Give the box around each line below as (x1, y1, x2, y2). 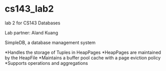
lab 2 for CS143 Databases (5, 20, 61, 26)
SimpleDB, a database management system (5, 39, 96, 46)
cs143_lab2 (5, 3, 54, 15)
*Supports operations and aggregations (5, 60, 88, 66)
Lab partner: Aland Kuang (5, 29, 59, 35)
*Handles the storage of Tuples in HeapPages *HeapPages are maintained (5, 49, 161, 55)
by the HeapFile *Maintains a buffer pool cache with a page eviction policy (5, 54, 161, 61)
